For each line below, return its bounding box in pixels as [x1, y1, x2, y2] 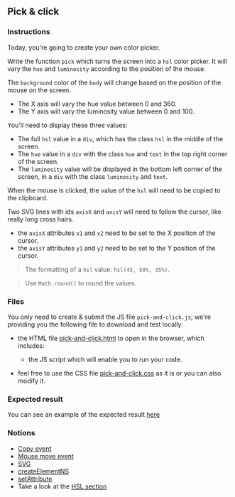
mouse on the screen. [7, 85, 72, 94]
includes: [17, 341, 45, 350]
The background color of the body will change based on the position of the [7, 78, 222, 87]
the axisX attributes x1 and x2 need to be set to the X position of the [17, 229, 216, 237]
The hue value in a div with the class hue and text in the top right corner [17, 149, 228, 158]
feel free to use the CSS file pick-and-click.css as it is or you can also [17, 368, 222, 377]
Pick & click [7, 6, 60, 18]
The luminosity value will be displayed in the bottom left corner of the [17, 165, 222, 173]
